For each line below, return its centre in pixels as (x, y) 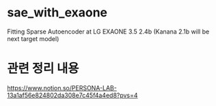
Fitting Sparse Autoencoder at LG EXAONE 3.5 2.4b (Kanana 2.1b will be (108, 31)
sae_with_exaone (57, 13)
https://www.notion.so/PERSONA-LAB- (62, 88)
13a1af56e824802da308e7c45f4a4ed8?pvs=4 (72, 95)
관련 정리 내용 (43, 69)
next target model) (33, 38)
